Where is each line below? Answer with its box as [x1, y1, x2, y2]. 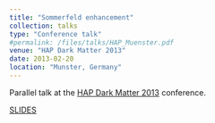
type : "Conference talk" [9, 29, 102, 38]
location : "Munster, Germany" [9, 63, 123, 72]
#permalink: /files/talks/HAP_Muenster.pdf [9, 37, 175, 47]
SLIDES [9, 104, 38, 115]
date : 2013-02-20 [9, 54, 74, 63]
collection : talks [9, 21, 78, 30]
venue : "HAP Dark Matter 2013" [9, 46, 126, 55]
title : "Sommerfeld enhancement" [9, 12, 134, 22]
